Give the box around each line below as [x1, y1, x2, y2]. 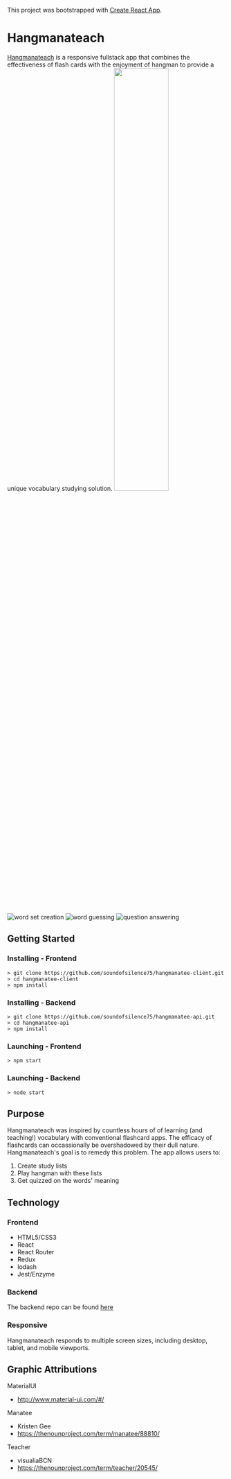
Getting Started [7, 933, 75, 945]
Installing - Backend [7, 998, 76, 1007]
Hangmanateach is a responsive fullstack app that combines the [7, 53, 190, 61]
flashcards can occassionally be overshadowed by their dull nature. [7, 1141, 200, 1150]
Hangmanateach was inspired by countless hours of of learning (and [7, 1126, 203, 1134]
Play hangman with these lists [17, 1169, 102, 1177]
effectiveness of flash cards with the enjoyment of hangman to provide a [7, 60, 214, 69]
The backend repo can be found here [7, 1303, 114, 1311]
